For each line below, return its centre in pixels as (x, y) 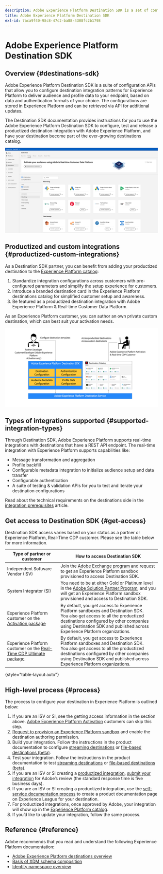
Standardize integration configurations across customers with (74, 280)
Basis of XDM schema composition (47, 861)
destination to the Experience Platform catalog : (52, 271)
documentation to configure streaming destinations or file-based (77, 747)
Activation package (26, 623)
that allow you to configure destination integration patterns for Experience (79, 91)
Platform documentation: (30, 847)
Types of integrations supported (55, 421)
